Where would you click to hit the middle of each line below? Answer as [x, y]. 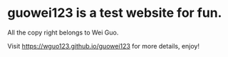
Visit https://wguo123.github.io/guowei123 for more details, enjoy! [104, 46]
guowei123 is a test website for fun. [115, 13]
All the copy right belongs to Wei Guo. [63, 32]
